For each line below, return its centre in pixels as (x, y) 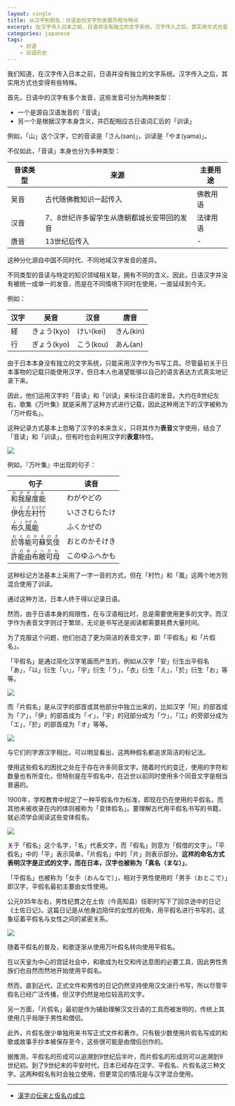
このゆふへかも (91, 556)
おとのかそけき (91, 541)
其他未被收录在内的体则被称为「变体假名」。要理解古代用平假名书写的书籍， (116, 808)
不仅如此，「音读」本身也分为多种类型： (64, 151)
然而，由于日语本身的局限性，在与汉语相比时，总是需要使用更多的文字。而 (114, 614)
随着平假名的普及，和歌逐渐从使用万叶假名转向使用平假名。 (93, 947)
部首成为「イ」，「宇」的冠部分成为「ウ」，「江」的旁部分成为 (142, 715)
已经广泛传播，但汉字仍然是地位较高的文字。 (84, 994)
